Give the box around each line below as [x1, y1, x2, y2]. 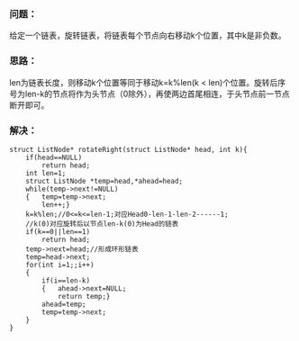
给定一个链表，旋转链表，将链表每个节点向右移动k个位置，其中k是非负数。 [9, 30, 286, 41]
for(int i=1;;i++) [25, 260, 95, 269]
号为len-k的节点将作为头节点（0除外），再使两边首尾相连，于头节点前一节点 [9, 88, 290, 99]
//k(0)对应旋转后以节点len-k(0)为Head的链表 [25, 219, 179, 229]
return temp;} [57, 292, 111, 301]
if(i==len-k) [41, 276, 91, 285]
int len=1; [25, 168, 67, 177]
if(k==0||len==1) [25, 227, 91, 236]
